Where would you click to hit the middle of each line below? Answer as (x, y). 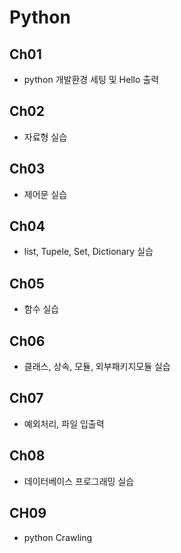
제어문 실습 (45, 194)
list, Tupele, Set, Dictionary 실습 (88, 252)
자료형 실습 (45, 137)
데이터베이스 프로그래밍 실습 (79, 481)
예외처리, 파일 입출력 (64, 423)
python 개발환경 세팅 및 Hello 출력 (91, 79)
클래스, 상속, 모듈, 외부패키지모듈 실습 (97, 367)
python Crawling (58, 537)
